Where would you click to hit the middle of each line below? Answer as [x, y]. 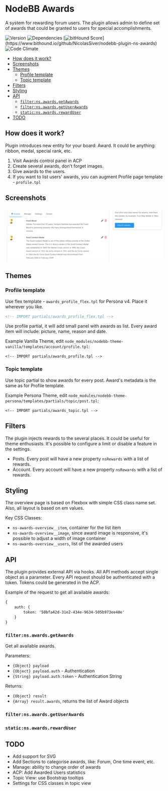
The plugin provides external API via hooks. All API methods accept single [82, 572]
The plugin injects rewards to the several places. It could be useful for [77, 438]
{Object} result [29, 696]
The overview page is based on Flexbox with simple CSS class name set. [81, 503]
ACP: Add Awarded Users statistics [49, 772]
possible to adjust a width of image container [59, 539]
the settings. [18, 449]
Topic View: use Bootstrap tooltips [48, 778]
